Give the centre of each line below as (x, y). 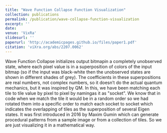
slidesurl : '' (20, 38)
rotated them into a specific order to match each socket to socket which (79, 103)
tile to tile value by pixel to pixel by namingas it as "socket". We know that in (83, 93)
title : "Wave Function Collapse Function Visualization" (66, 10)
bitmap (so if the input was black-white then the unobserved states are (78, 72)
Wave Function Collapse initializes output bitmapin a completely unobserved (83, 61)
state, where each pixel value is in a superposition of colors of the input (79, 66)
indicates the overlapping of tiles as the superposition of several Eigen (78, 109)
